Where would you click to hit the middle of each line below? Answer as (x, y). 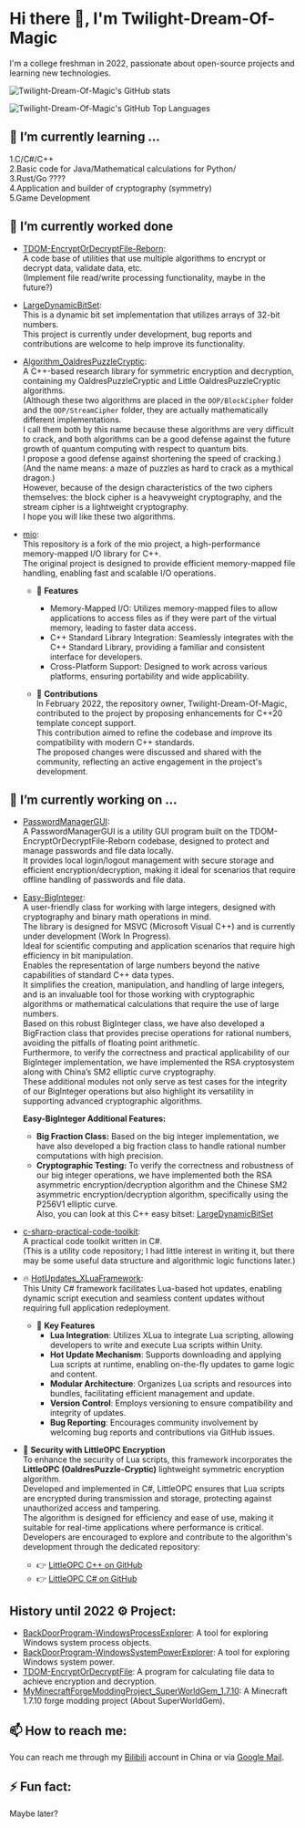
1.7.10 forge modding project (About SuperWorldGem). (124, 1701)
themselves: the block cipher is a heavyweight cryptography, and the (152, 497)
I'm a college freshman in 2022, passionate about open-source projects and (152, 63)
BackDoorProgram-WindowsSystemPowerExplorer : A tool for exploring (156, 1652)
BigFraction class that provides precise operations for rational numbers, (157, 1033)
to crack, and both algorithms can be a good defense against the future (157, 439)
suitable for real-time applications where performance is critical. (143, 1528)
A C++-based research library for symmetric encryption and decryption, (158, 371)
